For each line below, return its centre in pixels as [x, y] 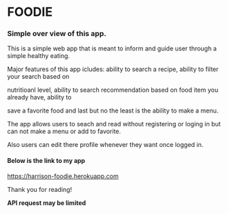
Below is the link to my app [46, 161]
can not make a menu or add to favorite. [64, 131]
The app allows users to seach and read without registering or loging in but [114, 124]
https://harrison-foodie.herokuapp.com [63, 176]
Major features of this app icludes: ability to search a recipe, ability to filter [113, 69]
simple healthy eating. [39, 56]
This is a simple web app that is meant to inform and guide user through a [112, 48]
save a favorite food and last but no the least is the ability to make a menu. [113, 110]
